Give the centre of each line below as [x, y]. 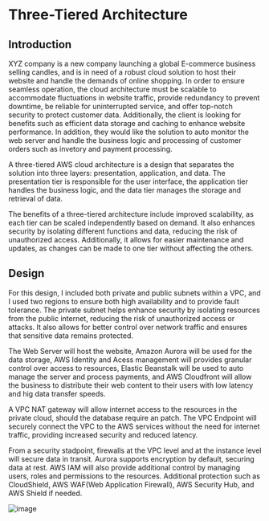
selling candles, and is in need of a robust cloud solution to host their [122, 72]
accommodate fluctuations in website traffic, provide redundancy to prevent [134, 98]
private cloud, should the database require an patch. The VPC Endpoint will [132, 417]
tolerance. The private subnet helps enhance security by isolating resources [134, 310]
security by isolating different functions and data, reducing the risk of [123, 231]
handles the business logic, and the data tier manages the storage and [125, 190]
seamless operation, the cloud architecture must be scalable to [112, 89]
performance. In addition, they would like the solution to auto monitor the [129, 132]
